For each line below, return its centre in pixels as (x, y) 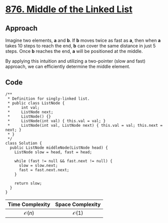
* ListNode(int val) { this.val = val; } (57, 121)
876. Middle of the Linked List (69, 9)
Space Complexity (78, 204)
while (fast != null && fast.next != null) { (64, 161)
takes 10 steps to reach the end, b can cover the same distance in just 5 (81, 46)
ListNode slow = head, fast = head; (53, 152)
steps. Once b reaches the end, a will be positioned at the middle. (74, 51)
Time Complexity (29, 204)
